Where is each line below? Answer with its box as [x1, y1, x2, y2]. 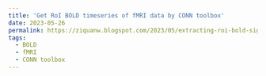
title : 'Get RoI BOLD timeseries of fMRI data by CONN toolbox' [8, 11, 225, 20]
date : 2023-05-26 [8, 19, 66, 27]
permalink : [8, 26, 44, 34]
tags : [8, 33, 26, 42]
